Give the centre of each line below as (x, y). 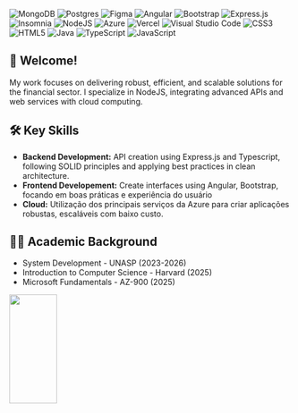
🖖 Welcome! (43, 61)
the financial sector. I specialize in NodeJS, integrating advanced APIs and (146, 92)
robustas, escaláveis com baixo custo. (93, 214)
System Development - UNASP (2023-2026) (104, 263)
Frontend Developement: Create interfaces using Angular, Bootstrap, (150, 185)
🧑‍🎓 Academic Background (84, 242)
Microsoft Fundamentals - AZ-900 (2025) (99, 282)
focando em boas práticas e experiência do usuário (117, 194)
